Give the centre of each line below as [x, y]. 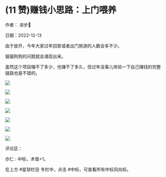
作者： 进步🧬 [18, 25]
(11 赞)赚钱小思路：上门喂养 [61, 10]
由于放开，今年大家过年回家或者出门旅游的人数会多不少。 [63, 45]
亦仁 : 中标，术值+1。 [27, 159]
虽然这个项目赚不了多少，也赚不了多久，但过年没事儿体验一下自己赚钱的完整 [83, 67]
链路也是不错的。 [22, 73]
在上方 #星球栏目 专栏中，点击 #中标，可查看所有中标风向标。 [68, 169]
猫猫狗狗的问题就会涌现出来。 [35, 56]
